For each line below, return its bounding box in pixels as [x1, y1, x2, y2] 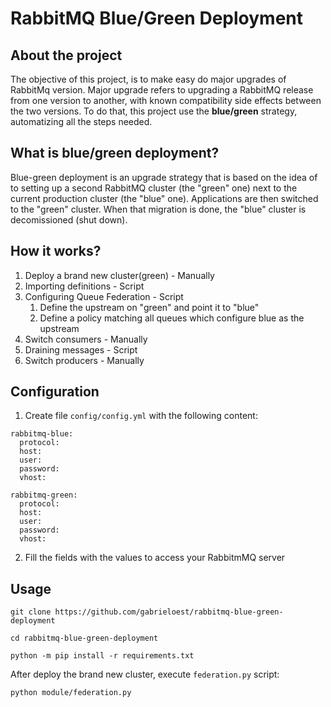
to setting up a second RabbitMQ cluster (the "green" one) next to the [10, 182, 298, 194]
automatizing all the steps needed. [10, 116, 153, 127]
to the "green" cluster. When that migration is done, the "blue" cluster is [10, 203, 307, 215]
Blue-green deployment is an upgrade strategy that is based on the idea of [10, 171, 318, 183]
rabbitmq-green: [10, 490, 78, 501]
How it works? [10, 243, 102, 260]
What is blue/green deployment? [10, 145, 220, 162]
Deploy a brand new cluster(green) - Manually [24, 269, 215, 281]
